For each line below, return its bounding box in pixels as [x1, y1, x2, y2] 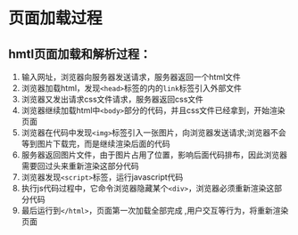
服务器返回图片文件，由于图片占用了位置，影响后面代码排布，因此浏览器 [21, 150, 287, 160]
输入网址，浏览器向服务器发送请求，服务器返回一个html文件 [21, 72, 242, 82]
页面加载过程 [8, 8, 103, 28]
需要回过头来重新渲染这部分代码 [21, 161, 139, 171]
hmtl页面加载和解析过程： [8, 46, 152, 61]
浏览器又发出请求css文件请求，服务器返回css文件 [21, 94, 204, 104]
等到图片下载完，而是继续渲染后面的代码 [21, 139, 170, 149]
